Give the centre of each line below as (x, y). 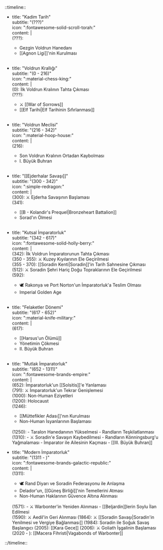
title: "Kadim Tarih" (31, 17)
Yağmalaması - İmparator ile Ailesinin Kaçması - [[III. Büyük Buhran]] (82, 442)
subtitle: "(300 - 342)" (35, 181)
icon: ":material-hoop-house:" (43, 135)
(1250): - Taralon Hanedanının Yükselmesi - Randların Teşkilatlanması (83, 432)
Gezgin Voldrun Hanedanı (46, 48)
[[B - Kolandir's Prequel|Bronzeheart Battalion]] (68, 212)
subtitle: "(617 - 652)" (34, 312)
